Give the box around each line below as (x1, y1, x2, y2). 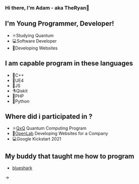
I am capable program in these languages (5, 59, 133, 68)
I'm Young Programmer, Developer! (5, 20, 115, 28)
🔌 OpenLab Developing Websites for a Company (12, 131, 108, 137)
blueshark (12, 165, 33, 171)
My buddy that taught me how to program (5, 152, 135, 161)
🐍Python (12, 98, 30, 104)
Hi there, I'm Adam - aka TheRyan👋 (5, 4, 90, 11)
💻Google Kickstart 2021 (12, 136, 61, 142)
